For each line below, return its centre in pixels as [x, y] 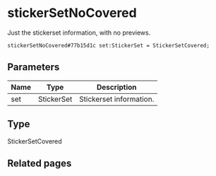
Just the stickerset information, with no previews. [79, 33]
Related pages [40, 163]
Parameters [34, 68]
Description [116, 87]
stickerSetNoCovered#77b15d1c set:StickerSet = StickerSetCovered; [109, 45]
